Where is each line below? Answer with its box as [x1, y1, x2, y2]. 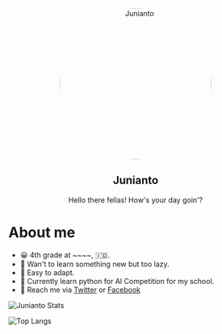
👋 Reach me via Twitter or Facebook [19, 285, 141, 294]
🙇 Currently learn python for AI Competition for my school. [19, 276, 215, 286]
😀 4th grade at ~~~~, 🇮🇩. [19, 250, 111, 260]
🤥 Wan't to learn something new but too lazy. [19, 259, 170, 269]
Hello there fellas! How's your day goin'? [68, 194, 203, 205]
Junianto [112, 173, 159, 187]
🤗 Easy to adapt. [19, 267, 75, 278]
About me [8, 223, 76, 241]
